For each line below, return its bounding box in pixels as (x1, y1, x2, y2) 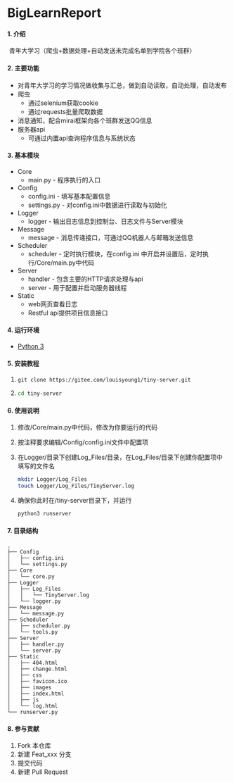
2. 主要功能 (7, 63, 40, 72)
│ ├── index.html (7, 690, 65, 698)
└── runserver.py (7, 709, 58, 716)
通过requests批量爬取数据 (27, 107, 103, 115)
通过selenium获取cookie (27, 99, 98, 107)
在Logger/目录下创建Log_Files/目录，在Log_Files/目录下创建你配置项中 (17, 453, 223, 462)
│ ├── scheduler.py (7, 622, 71, 629)
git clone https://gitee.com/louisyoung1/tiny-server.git (17, 377, 191, 384)
